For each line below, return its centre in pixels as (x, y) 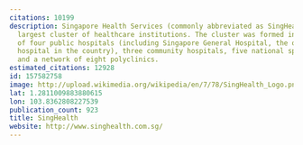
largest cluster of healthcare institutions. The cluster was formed (151, 34)
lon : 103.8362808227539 (54, 101)
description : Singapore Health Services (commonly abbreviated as (137, 26)
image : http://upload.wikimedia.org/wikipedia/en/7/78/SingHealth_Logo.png (155, 85)
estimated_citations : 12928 (62, 68)
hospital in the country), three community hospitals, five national (151, 51)
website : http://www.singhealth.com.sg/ (87, 127)
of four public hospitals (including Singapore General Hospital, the (153, 43)
